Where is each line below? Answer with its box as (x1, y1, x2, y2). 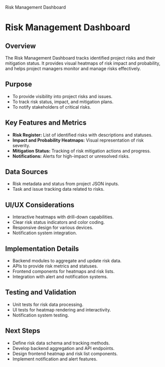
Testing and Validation (5, 288, 76, 297)
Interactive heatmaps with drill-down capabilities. (12, 214, 114, 220)
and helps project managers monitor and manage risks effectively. (5, 66, 141, 72)
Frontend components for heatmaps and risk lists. (12, 268, 115, 274)
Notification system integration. (12, 230, 77, 236)
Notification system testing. (12, 312, 69, 318)
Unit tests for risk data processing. (12, 301, 84, 307)
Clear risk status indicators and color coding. (12, 219, 105, 225)
